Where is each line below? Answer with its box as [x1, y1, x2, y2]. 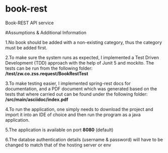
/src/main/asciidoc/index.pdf [5, 96, 69, 103]
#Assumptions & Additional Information [5, 29, 87, 35]
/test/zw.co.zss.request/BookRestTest [5, 70, 88, 76]
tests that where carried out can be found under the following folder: [5, 91, 148, 97]
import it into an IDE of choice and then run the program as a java [5, 112, 141, 118]
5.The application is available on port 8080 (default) [5, 127, 114, 133]
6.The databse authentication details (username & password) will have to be [5, 136, 163, 142]
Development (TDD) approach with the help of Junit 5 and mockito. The [5, 60, 154, 66]
